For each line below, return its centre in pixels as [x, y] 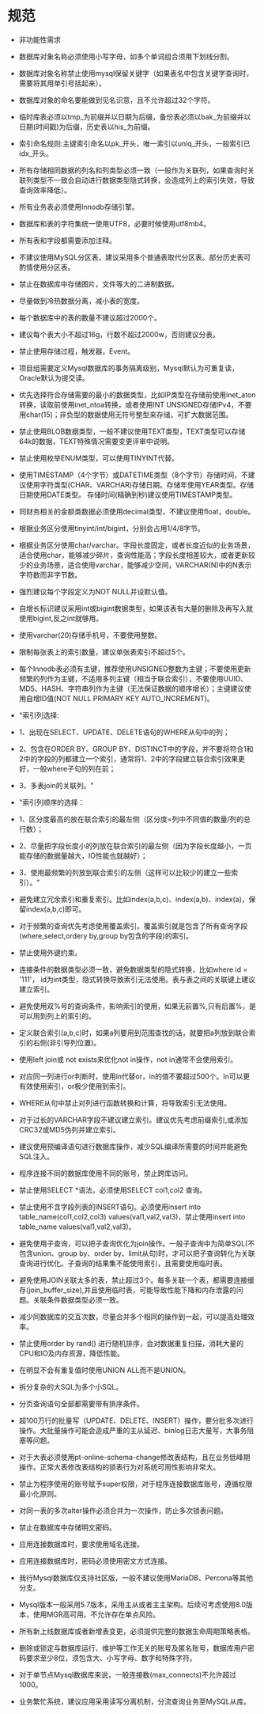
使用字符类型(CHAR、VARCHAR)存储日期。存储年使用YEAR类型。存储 [140, 484]
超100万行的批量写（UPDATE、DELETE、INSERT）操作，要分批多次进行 [136, 1420]
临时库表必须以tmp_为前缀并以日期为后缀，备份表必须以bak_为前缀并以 [135, 116]
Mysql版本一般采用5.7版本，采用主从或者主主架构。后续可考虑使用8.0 [132, 1604]
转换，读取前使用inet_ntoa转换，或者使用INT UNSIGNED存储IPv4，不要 [135, 404]
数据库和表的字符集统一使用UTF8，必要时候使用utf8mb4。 [115, 223]
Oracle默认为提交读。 [54, 377]
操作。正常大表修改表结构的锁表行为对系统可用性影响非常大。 [119, 1467]
